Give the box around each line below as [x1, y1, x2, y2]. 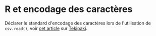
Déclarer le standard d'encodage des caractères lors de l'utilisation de [5, 20, 151, 26]
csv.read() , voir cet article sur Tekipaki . [5, 25, 88, 31]
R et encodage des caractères [5, 3, 133, 15]
